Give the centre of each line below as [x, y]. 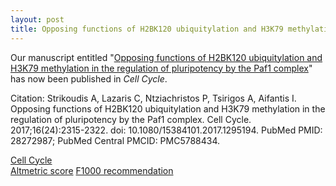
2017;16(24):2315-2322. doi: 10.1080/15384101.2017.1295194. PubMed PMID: [166, 130]
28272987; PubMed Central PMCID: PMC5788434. [115, 140]
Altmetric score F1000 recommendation [92, 170]
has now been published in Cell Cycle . [89, 78]
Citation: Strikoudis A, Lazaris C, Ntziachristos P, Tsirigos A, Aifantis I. [153, 98]
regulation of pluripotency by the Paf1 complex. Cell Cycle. [131, 119]
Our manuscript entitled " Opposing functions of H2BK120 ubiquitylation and [166, 57]
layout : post [37, 19]
